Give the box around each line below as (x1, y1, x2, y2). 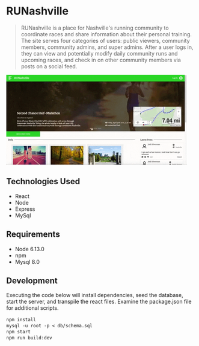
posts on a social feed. (20, 62, 78, 70)
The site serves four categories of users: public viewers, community (20, 37, 191, 44)
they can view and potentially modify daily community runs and (20, 50, 179, 57)
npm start (6, 329, 31, 335)
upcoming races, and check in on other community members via (20, 56, 182, 63)
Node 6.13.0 (14, 245, 44, 252)
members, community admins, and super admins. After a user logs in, (20, 43, 194, 51)
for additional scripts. (6, 304, 59, 312)
